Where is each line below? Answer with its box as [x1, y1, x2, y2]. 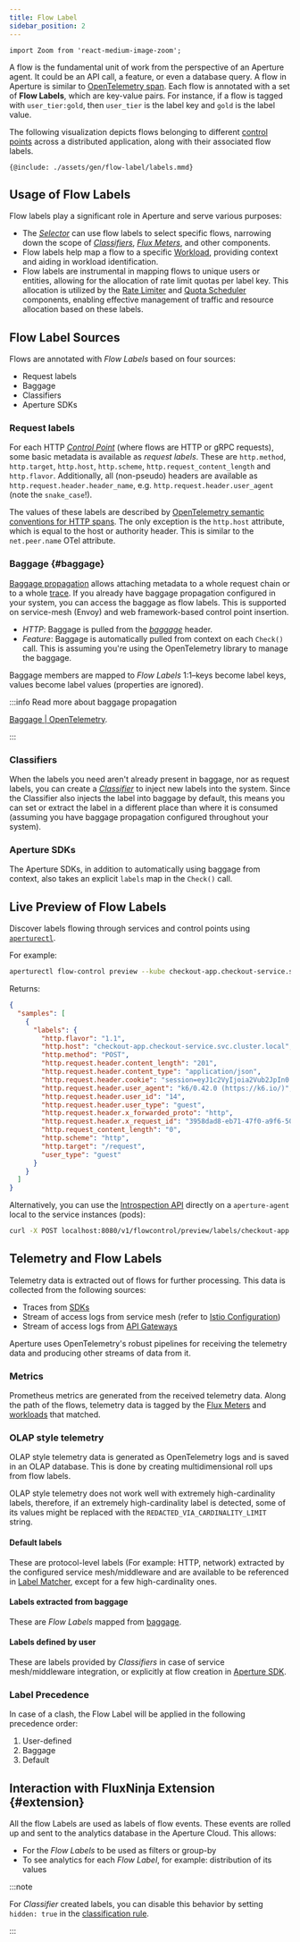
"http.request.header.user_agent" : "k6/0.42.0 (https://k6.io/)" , [41, 1084, 294, 1093]
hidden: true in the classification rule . [9, 1908, 150, 1919]
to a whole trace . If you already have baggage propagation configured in [9, 587, 277, 598]
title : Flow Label [9, 13, 78, 22]
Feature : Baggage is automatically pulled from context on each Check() [21, 633, 284, 644]
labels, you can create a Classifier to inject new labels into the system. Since [9, 783, 291, 794]
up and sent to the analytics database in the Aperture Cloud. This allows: [9, 1828, 277, 1838]
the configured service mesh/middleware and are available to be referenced [9, 1566, 289, 1577]
